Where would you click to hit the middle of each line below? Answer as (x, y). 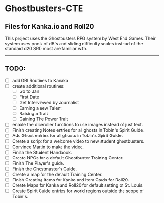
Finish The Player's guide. (38, 163)
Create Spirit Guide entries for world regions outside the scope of (78, 191)
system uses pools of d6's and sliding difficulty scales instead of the (74, 44)
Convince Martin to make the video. (48, 147)
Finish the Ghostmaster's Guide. (44, 169)
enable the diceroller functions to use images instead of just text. (77, 125)
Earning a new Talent (41, 108)
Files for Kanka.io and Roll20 (50, 27)
